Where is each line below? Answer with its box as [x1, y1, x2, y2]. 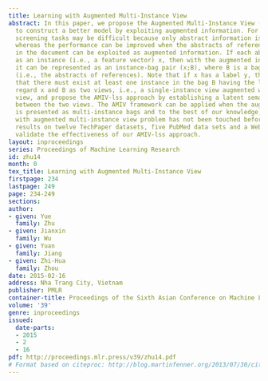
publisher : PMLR [8, 287, 62, 295]
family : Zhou [15, 264, 59, 272]
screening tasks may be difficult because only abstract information [15, 34, 251, 42]
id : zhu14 [8, 153, 41, 161]
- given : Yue [8, 212, 52, 220]
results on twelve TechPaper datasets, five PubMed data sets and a [15, 123, 248, 131]
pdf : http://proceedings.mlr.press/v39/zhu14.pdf [8, 353, 177, 362]
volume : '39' [8, 301, 52, 309]
